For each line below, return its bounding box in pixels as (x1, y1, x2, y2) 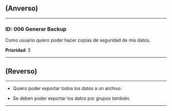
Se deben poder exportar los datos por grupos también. (12, 95, 131, 101)
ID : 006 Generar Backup (5, 25, 67, 32)
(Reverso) (5, 67, 37, 76)
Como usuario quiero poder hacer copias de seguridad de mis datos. (5, 37, 151, 43)
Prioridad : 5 (5, 47, 31, 53)
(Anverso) (5, 4, 38, 13)
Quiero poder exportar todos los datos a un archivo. (12, 85, 122, 91)
